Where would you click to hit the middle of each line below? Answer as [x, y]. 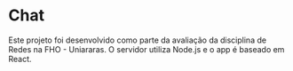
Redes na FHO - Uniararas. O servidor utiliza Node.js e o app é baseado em [146, 49]
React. [20, 59]
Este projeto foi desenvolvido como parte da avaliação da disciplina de [138, 40]
